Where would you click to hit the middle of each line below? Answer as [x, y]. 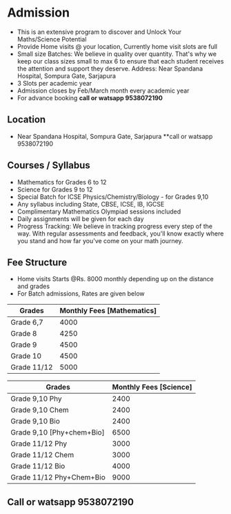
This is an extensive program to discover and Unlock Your [99, 32]
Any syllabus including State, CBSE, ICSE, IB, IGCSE [91, 204]
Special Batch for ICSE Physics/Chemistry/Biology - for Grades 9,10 [113, 197]
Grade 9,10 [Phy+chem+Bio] [58, 432]
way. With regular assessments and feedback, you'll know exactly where [120, 234]
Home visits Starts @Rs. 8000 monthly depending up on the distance [115, 279]
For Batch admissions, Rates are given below [81, 294]
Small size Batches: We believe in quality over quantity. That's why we [117, 54]
